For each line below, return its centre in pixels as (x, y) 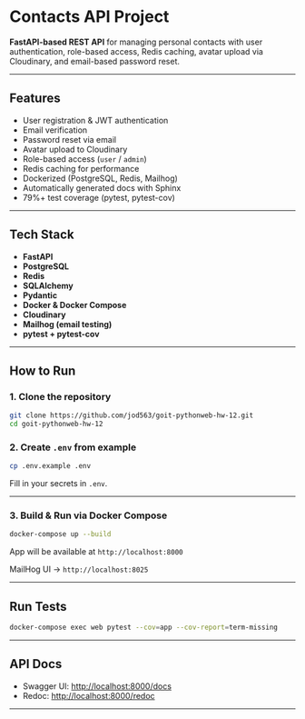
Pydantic (39, 295)
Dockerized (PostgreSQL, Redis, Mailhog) (100, 178)
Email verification (55, 130)
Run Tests (38, 606)
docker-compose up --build (60, 534)
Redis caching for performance (81, 168)
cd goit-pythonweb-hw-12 (56, 424)
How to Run (43, 370)
